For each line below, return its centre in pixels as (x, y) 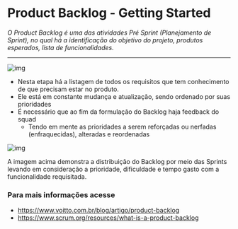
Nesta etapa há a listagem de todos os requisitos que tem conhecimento (123, 81)
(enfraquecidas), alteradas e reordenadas (89, 134)
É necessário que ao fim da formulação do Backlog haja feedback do (118, 112)
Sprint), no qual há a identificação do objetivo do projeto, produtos (105, 40)
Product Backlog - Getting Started (109, 13)
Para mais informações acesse (61, 194)
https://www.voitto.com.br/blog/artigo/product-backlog (98, 211)
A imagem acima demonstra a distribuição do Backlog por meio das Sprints (117, 161)
